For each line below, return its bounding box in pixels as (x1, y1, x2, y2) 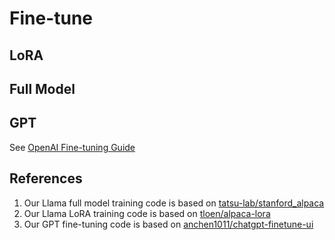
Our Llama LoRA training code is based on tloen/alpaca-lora (23, 207, 271, 219)
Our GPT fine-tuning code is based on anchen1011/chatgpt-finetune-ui (23, 218, 314, 230)
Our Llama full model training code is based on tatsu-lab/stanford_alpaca (23, 197, 325, 209)
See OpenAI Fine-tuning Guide (9, 141, 136, 153)
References (9, 170, 83, 187)
